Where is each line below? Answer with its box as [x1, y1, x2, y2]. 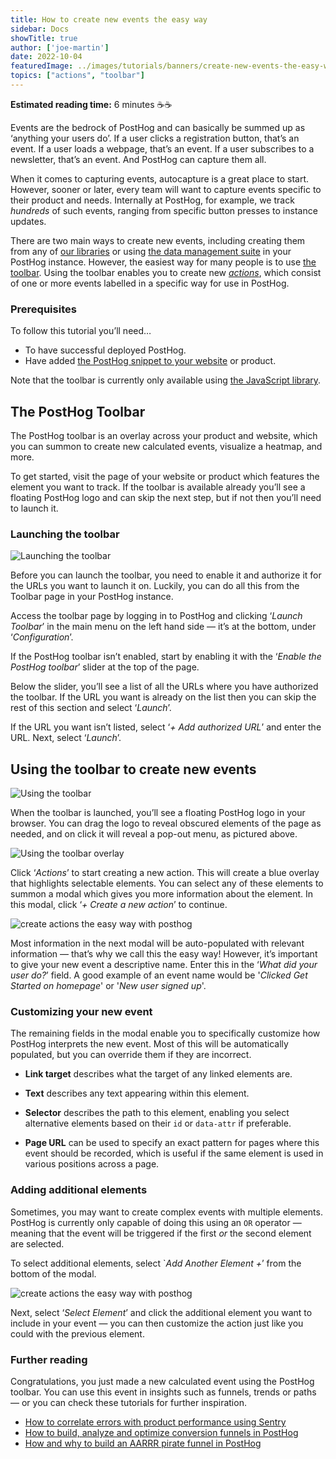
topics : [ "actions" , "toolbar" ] [10, 71, 145, 81]
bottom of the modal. [10, 1267, 97, 1280]
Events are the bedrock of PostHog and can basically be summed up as [10, 121, 306, 133]
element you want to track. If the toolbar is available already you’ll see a [10, 481, 306, 493]
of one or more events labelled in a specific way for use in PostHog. [10, 277, 290, 289]
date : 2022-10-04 [10, 52, 83, 62]
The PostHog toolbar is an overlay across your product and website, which [10, 429, 318, 441]
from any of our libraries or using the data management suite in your [10, 245, 292, 257]
